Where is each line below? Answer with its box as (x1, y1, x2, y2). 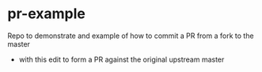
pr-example (7, 5, 86, 23)
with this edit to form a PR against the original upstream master (18, 55, 225, 64)
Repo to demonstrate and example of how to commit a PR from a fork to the (7, 31, 254, 40)
